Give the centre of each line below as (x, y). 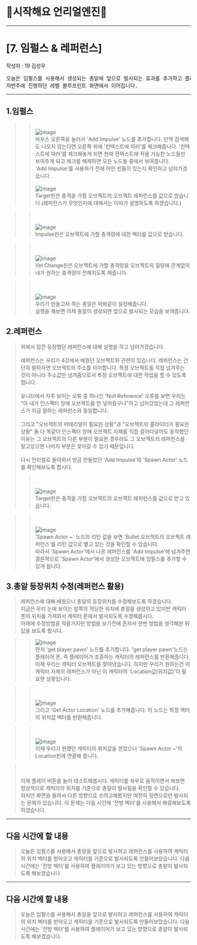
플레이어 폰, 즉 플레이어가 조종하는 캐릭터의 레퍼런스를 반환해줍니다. (113, 657)
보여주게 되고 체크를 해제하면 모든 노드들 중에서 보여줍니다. (102, 161)
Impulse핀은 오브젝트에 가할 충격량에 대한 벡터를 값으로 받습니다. (110, 234)
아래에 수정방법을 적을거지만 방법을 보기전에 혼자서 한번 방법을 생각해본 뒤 (105, 623)
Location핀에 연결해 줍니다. (67, 756)
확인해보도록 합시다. (50, 467)
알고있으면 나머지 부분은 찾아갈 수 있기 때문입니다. (77, 446)
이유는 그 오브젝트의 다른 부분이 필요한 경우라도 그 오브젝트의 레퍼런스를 (103, 438)
